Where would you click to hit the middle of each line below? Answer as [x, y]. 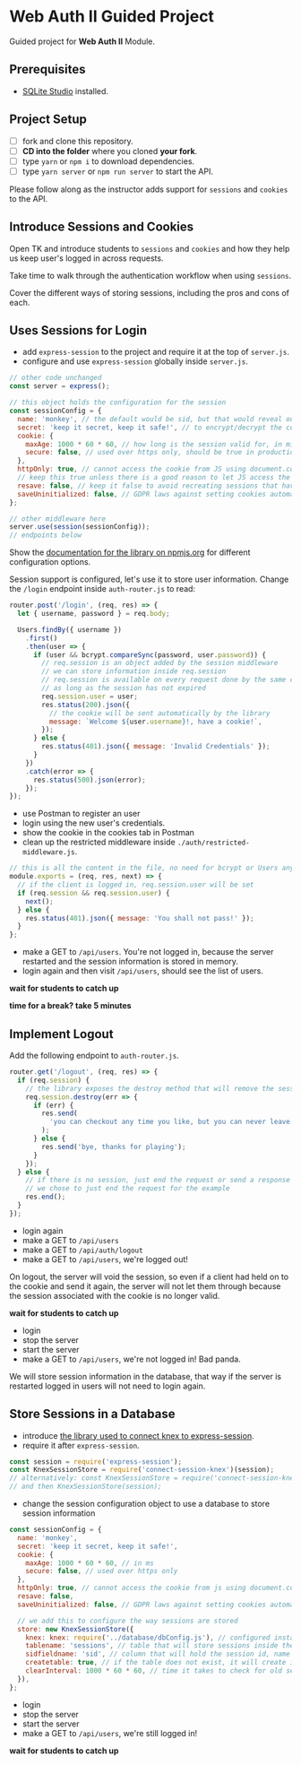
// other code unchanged [56, 378]
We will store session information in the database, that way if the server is [146, 1376]
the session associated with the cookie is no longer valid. [115, 1295]
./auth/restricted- [214, 843]
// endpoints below [46, 535]
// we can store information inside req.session [134, 671]
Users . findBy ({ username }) [70, 629]
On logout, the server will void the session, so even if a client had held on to [149, 1276]
